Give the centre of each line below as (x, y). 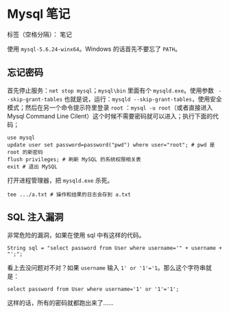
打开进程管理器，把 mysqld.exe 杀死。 (60, 180)
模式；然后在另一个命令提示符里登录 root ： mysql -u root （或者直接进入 (110, 108)
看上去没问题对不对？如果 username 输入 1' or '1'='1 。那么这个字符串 (106, 267)
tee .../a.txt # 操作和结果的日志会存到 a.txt (69, 195)
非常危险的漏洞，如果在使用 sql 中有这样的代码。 (76, 235)
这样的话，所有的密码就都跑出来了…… (61, 303)
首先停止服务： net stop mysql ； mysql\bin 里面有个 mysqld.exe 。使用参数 (111, 90)
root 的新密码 (25, 152)
